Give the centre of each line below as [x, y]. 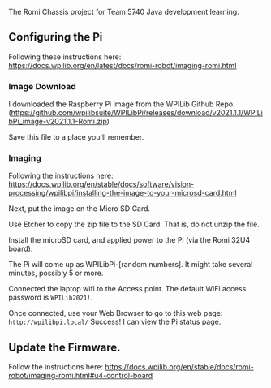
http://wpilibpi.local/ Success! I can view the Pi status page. [115, 322]
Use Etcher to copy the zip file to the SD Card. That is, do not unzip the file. [134, 224]
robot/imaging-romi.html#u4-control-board [81, 376]
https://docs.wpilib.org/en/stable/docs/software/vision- [101, 184]
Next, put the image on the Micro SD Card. [80, 209]
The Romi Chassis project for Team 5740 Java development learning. [124, 12]
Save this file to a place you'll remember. [76, 137]
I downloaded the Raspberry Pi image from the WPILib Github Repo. [122, 104]
